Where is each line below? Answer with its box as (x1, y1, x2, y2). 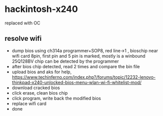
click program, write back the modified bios (11, 95, 101, 101)
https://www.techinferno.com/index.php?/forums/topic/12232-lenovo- (11, 74, 156, 80)
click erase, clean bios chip (11, 90, 68, 96)
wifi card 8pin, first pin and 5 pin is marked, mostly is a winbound (11, 53, 146, 59)
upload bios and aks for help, (11, 69, 72, 75)
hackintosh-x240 (4, 3, 78, 15)
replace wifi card (11, 101, 47, 107)
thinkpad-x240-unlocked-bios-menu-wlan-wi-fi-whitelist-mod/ (11, 79, 142, 85)
